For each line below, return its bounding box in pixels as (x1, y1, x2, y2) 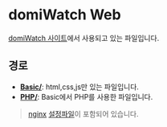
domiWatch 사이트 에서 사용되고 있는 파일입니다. (8, 33, 160, 43)
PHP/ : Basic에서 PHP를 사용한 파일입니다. (19, 92, 153, 101)
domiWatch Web (8, 6, 122, 24)
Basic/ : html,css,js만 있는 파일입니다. (19, 82, 139, 92)
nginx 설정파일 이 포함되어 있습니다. (27, 109, 139, 118)
